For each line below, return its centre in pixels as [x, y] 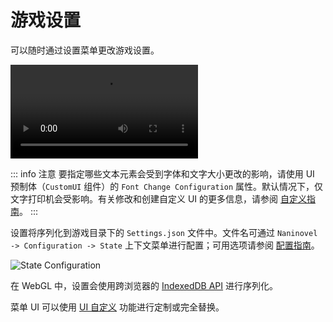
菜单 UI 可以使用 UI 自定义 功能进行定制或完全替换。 [117, 307]
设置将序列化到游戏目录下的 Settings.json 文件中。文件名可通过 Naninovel [164, 232]
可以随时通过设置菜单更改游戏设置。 [85, 50]
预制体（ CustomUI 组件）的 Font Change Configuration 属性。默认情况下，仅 [167, 186]
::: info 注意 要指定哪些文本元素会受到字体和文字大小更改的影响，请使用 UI [162, 173]
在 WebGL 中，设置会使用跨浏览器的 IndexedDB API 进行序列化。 [144, 285]
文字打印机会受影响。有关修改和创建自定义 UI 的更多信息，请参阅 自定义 [158, 198]
